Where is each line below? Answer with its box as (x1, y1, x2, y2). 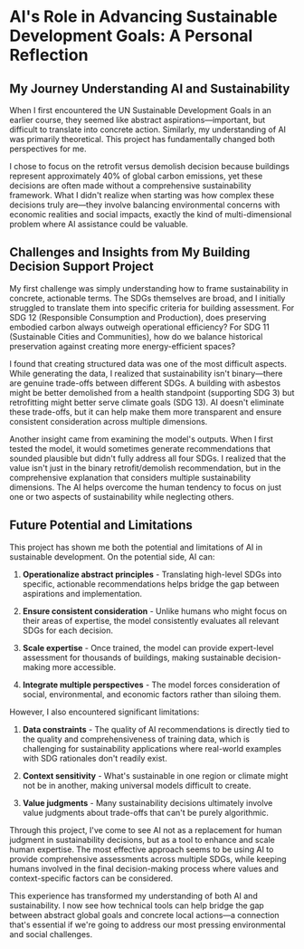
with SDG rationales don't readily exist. (22, 752, 167, 763)
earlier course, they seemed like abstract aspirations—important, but (9, 115, 266, 125)
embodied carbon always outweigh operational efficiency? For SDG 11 (9, 321, 270, 332)
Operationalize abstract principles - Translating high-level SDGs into (22, 569, 282, 580)
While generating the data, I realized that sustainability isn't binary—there (9, 368, 283, 379)
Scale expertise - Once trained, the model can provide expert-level (22, 642, 274, 653)
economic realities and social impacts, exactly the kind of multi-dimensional (9, 209, 292, 219)
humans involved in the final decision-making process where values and (9, 863, 279, 874)
